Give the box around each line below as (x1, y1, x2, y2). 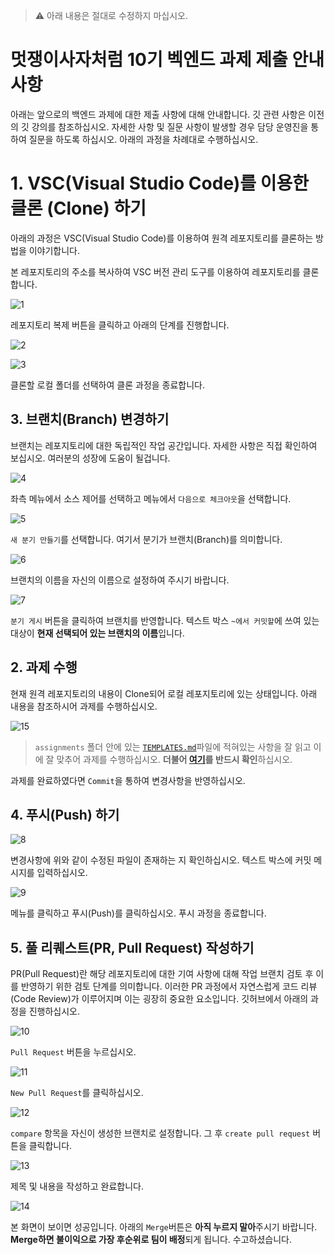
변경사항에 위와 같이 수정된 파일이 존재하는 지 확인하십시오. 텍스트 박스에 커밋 (10, 854, 312, 866)
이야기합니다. (28, 244, 81, 256)
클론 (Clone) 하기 (10, 197, 147, 220)
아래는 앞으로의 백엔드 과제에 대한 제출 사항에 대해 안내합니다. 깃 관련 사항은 (10, 108, 307, 120)
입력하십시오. (36, 867, 88, 879)
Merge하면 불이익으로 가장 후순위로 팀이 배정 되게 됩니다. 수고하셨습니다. (10, 1234, 292, 1246)
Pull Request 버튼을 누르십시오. (10, 1046, 137, 1058)
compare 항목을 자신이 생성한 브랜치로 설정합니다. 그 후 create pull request (10, 1127, 311, 1139)
